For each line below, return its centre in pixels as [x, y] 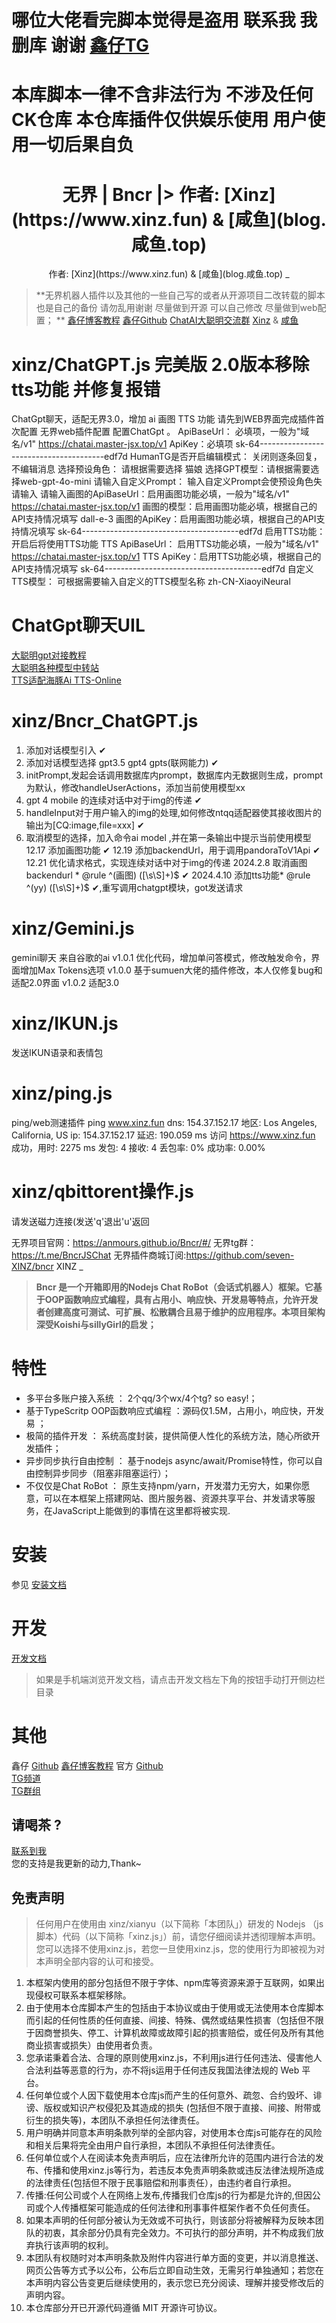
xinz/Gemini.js [73, 928]
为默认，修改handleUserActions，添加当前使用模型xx [135, 788]
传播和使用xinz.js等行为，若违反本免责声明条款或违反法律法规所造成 [183, 2170]
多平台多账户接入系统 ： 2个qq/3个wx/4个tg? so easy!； [141, 1398]
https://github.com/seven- [240, 1255]
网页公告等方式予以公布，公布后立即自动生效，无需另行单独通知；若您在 [174, 2270]
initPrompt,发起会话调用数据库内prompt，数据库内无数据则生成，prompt [174, 775]
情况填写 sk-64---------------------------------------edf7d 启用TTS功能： [172, 532]
